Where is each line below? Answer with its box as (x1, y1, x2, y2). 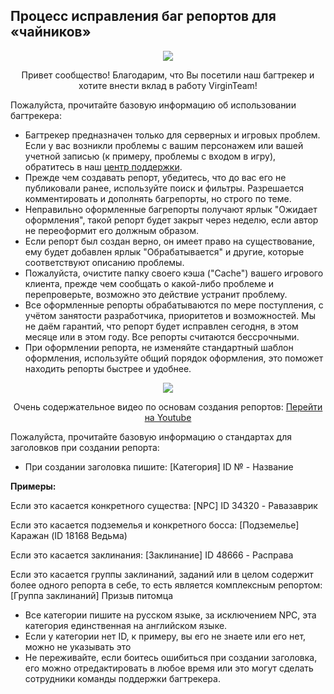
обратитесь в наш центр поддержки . (24, 160, 183, 173)
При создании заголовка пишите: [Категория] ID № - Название (24, 460, 294, 473)
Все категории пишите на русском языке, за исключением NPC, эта (24, 609, 317, 621)
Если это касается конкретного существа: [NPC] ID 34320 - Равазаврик (10, 499, 318, 511)
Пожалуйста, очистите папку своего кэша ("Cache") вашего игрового (24, 267, 324, 279)
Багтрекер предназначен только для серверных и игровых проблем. (24, 129, 321, 141)
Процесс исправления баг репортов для (10, 8, 277, 25)
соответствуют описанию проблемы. (24, 256, 185, 268)
